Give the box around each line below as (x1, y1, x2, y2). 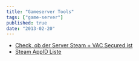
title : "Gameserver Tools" (6, 8, 74, 15)
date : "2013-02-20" (6, 25, 56, 32)
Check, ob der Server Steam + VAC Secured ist (15, 42, 133, 49)
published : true (6, 20, 47, 26)
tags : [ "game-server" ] (6, 14, 63, 20)
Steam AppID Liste (15, 48, 62, 56)
